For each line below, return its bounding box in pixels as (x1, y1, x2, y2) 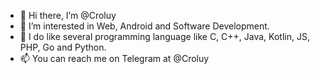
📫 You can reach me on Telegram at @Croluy (19, 53, 210, 64)
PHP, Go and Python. (19, 41, 107, 53)
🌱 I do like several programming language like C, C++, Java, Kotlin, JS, (19, 31, 310, 42)
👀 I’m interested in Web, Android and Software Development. (19, 20, 270, 32)
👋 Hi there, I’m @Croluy (19, 10, 117, 21)
